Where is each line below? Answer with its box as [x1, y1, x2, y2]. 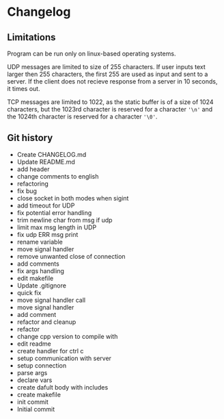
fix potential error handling [16, 208, 92, 216]
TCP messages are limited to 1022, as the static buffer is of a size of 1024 [7, 98, 214, 106]
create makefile [16, 390, 61, 398]
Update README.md [16, 157, 75, 166]
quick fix [16, 288, 42, 296]
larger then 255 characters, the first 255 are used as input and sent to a [7, 70, 208, 78]
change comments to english [16, 172, 99, 180]
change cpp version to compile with [16, 332, 118, 340]
